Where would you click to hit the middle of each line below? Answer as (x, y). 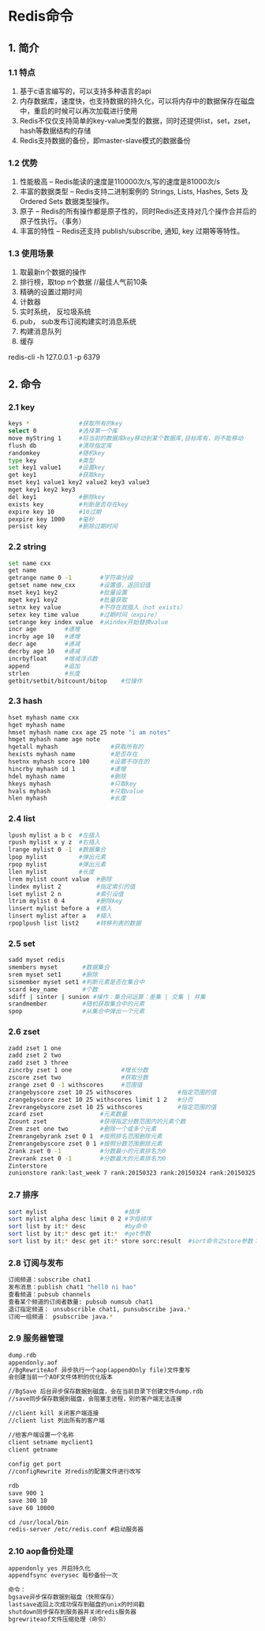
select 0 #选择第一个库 (63, 431)
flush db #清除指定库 (60, 445)
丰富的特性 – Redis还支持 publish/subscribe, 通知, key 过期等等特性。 (132, 231)
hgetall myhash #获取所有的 (76, 747)
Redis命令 (41, 16)
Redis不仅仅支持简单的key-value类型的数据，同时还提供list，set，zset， (137, 120)
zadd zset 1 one (35, 1048)
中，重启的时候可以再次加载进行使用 (78, 111)
